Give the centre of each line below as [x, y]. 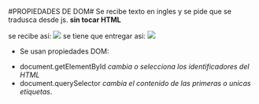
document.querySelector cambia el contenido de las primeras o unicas [135, 83]
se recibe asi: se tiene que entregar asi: [77, 36]
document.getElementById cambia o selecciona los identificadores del [134, 67]
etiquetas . [36, 91]
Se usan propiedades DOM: [64, 51]
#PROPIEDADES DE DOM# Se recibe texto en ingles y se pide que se [120, 11]
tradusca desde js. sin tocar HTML [65, 20]
